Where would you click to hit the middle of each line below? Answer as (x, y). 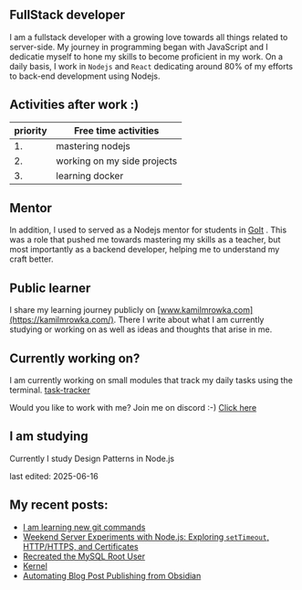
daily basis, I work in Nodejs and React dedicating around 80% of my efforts (151, 66)
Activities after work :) (74, 105)
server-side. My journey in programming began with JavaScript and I (139, 47)
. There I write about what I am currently (189, 320)
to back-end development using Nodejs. (85, 76)
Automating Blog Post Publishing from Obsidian (112, 575)
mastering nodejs (93, 145)
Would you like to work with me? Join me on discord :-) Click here (133, 408)
